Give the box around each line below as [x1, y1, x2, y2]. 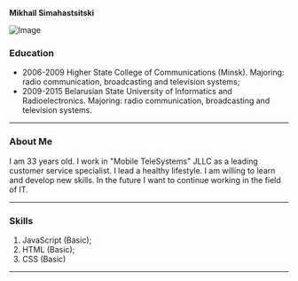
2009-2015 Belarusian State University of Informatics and [21, 86, 232, 97]
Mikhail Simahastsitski [9, 8, 95, 18]
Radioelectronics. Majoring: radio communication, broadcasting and [21, 95, 271, 106]
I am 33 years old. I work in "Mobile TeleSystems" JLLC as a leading [9, 156, 259, 166]
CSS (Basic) [21, 253, 67, 264]
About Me [9, 135, 53, 148]
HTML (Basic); [21, 244, 75, 254]
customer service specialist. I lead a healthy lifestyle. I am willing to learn [9, 165, 276, 176]
